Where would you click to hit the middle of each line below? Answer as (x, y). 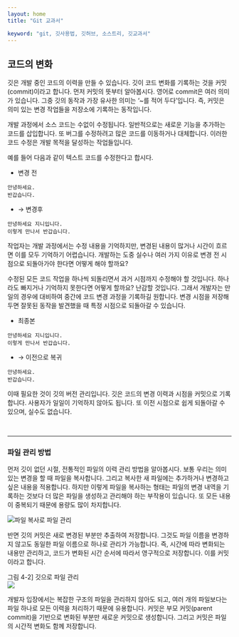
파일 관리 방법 (30, 452)
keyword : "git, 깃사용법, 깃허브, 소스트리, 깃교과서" (79, 34)
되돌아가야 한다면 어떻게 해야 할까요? (77, 264)
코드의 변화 (30, 64)
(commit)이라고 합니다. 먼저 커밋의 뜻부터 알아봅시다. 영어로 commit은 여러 (112, 92)
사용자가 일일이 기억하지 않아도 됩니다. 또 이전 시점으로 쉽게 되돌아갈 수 (127, 403)
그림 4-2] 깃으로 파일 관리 (43, 577)
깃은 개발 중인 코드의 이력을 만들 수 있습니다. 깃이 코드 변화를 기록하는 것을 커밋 (117, 83)
